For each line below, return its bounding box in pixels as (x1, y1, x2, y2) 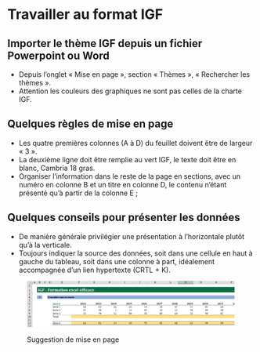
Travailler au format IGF (7, 5, 164, 24)
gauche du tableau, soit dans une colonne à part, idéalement (18, 256, 215, 266)
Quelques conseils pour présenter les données (7, 211, 240, 224)
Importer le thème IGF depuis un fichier (7, 37, 203, 50)
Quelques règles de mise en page (7, 118, 174, 131)
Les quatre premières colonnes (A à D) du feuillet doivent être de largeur (18, 138, 253, 147)
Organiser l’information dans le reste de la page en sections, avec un (18, 171, 241, 181)
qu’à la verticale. (18, 240, 72, 249)
